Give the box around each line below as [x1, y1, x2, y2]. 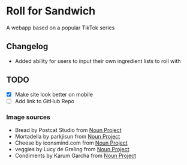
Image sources [6, 113, 51, 121]
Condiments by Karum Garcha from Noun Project [14, 152, 137, 159]
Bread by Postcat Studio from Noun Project [14, 126, 122, 133]
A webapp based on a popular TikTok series [6, 24, 115, 31]
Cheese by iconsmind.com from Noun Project [14, 139, 128, 146]
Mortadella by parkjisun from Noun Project [14, 133, 120, 140]
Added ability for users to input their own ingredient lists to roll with [14, 57, 181, 64]
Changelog [6, 41, 49, 52]
